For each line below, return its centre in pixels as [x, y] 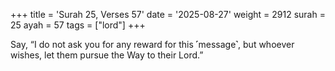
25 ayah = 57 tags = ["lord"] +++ [78, 25]
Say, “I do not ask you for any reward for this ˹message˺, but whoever [152, 44]
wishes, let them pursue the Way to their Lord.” [107, 55]
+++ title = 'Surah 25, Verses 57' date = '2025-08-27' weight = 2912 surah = [168, 14]
